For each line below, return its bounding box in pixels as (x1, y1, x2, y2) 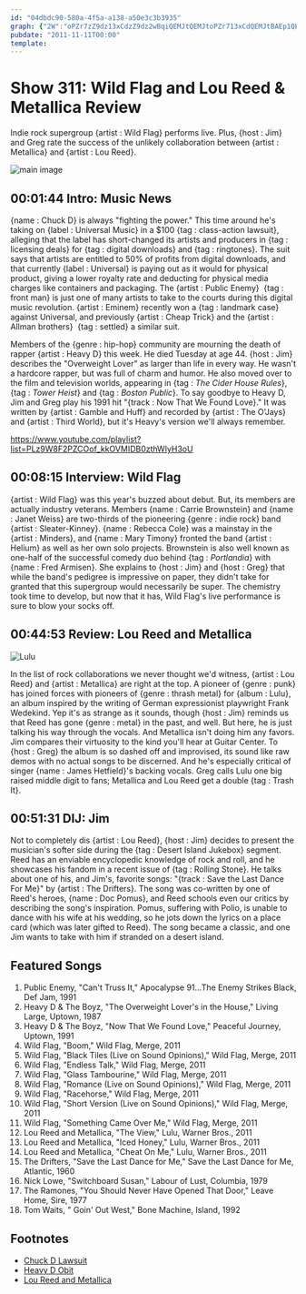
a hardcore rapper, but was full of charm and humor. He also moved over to (10, 368, 292, 379)
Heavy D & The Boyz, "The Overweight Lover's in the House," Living (23, 1002, 279, 1013)
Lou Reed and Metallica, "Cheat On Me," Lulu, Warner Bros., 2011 (23, 1147, 267, 1158)
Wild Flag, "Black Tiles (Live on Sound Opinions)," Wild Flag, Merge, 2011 (23, 1050, 297, 1061)
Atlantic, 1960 (23, 1166, 75, 1177)
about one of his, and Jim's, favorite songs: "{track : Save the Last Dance (10, 874, 284, 885)
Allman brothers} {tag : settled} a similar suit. (10, 321, 181, 332)
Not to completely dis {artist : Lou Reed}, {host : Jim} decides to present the (10, 834, 294, 846)
